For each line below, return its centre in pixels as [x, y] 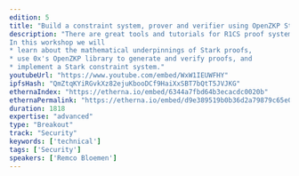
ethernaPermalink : [43, 100]
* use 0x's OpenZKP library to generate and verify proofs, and [131, 59]
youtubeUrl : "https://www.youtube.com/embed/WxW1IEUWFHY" [119, 76]
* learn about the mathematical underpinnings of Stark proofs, [131, 51]
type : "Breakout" [41, 125]
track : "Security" [43, 133]
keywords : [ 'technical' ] [55, 141]
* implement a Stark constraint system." [87, 68]
